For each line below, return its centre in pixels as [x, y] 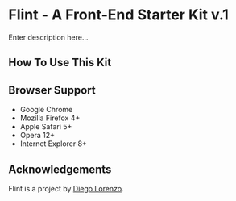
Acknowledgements [60, 169]
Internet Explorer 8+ [53, 144]
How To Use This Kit [60, 63]
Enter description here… [48, 37]
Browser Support [52, 90]
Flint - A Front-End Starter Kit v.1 [119, 15]
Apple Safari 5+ [46, 127]
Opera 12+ [37, 136]
